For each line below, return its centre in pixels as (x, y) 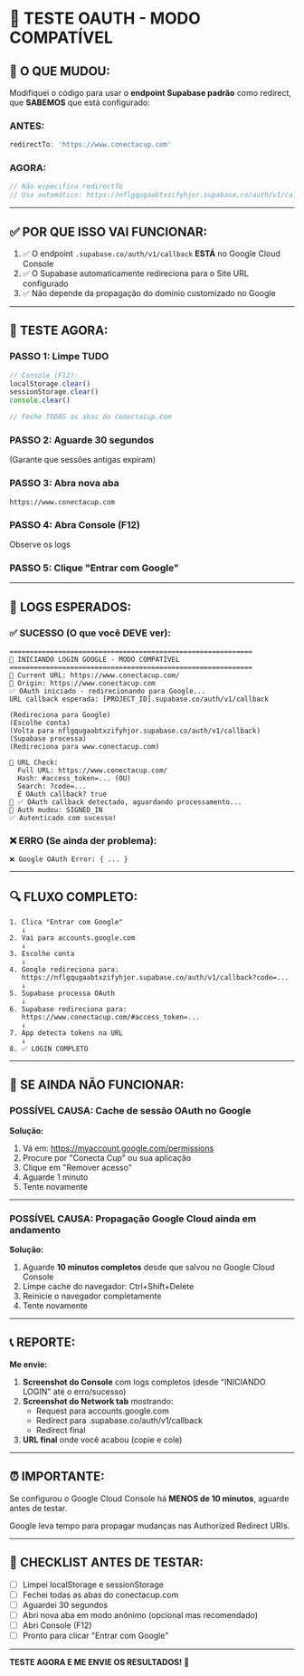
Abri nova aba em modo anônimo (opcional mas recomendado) (140, 1614)
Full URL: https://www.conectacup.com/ (93, 770)
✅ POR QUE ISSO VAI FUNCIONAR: (109, 231)
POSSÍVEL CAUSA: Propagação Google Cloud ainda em (133, 1219)
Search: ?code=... (52, 786)
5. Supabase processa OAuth (62, 994)
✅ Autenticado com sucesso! (63, 818)
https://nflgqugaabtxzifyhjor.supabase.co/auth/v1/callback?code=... (155, 978)
